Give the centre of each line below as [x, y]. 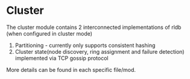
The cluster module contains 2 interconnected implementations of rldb [94, 27]
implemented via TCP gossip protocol [62, 58]
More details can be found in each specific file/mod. [71, 69]
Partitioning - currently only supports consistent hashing [85, 45]
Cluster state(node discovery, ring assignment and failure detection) [100, 51]
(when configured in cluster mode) [49, 33]
